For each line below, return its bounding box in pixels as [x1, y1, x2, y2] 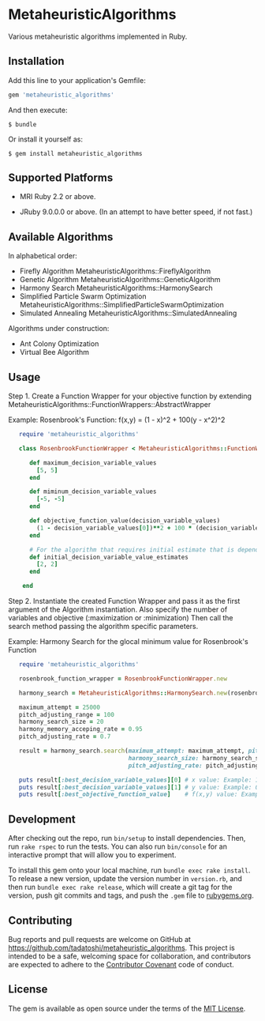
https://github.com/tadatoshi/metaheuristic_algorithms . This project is [8, 943, 235, 952]
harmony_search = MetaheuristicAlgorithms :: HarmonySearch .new [18, 689, 227, 697]
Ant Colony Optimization [19, 339, 99, 348]
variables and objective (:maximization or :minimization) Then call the [8, 613, 234, 623]
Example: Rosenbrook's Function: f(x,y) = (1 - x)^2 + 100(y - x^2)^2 [8, 415, 226, 424]
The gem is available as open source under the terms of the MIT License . [8, 1004, 246, 1013]
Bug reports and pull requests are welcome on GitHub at [8, 934, 192, 944]
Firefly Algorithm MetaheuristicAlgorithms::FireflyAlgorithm [19, 266, 211, 276]
